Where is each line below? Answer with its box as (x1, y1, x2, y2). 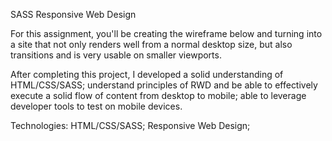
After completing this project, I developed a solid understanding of (10, 69, 284, 80)
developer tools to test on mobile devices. (10, 100, 183, 112)
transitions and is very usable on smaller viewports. (10, 49, 222, 61)
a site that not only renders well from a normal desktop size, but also (10, 39, 293, 50)
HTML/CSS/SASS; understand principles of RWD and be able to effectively (10, 79, 318, 91)
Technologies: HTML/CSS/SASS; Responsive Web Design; (10, 120, 251, 131)
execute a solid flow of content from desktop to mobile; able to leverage (10, 90, 307, 101)
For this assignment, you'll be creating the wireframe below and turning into (10, 28, 323, 39)
